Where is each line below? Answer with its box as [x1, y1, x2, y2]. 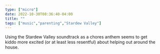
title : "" [5, 16, 25, 21]
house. [5, 44, 19, 50]
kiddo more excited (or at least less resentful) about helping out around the [5, 39, 156, 45]
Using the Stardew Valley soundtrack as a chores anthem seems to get [5, 34, 148, 40]
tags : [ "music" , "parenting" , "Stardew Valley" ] [5, 20, 101, 26]
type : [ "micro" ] [5, 7, 38, 12]
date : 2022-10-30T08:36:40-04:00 [5, 12, 73, 17]
